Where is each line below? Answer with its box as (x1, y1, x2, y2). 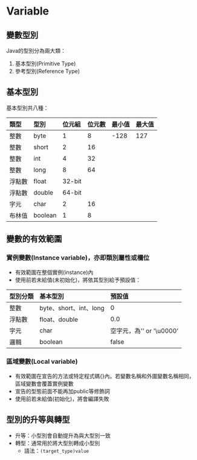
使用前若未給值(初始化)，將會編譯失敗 (15, 395, 110, 402)
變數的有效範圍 (6, 234, 62, 244)
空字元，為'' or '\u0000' (110, 326, 179, 335)
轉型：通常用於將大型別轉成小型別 (15, 439, 100, 447)
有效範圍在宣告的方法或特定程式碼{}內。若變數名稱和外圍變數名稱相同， (15, 372, 195, 379)
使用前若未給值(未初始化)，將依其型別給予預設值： (15, 276, 141, 283)
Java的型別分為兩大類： (6, 47, 66, 54)
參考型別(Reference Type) (15, 68, 80, 75)
